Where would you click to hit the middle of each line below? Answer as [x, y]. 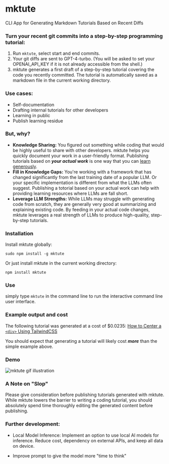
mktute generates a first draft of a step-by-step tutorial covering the [83, 69]
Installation [19, 233]
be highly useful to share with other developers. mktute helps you [81, 150]
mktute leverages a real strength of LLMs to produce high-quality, [81, 215]
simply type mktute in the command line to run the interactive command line [84, 296]
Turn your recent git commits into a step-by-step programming [84, 36]
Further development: [33, 424]
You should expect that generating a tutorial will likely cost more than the [81, 341]
